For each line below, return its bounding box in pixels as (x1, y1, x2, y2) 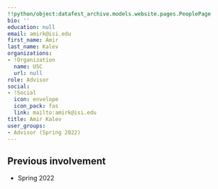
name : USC (13, 63, 43, 70)
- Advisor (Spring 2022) (7, 129, 81, 136)
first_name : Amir (7, 37, 59, 44)
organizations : (7, 50, 53, 57)
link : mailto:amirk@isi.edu (13, 109, 97, 116)
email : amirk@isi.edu (7, 30, 72, 38)
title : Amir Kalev (7, 115, 62, 122)
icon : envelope (13, 96, 59, 103)
